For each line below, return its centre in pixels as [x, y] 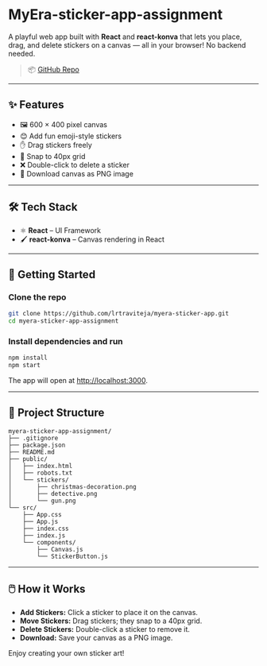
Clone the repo [37, 297]
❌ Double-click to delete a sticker [74, 165]
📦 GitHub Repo [53, 69]
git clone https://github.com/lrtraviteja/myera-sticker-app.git [118, 314]
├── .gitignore [33, 438]
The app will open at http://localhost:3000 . [78, 381]
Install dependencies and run [66, 341]
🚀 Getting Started [52, 275]
